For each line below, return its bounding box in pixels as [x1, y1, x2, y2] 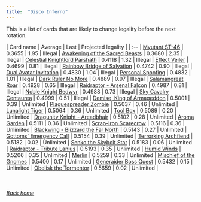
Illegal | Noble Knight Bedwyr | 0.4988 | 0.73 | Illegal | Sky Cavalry [6, 88, 169, 95]
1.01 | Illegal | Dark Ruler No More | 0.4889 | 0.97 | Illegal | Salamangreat [6, 75, 184, 82]
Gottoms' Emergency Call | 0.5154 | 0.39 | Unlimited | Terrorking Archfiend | [6, 132, 193, 140]
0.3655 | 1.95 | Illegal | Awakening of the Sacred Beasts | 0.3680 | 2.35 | [6, 49, 184, 57]
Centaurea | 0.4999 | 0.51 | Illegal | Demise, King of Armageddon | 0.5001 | [6, 94, 190, 101]
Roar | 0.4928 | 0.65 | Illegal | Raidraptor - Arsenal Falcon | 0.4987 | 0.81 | [6, 82, 187, 89]
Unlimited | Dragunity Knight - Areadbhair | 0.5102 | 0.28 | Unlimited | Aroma [6, 113, 194, 120]
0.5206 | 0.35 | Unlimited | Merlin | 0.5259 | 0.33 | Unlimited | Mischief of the [6, 151, 195, 159]
